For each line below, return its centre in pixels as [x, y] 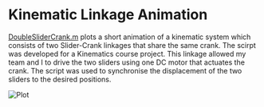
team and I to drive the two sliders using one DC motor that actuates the [127, 62]
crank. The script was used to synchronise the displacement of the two [125, 70]
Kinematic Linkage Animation [108, 15]
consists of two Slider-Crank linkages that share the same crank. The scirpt [132, 45]
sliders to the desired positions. [60, 79]
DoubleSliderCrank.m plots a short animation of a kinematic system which [130, 37]
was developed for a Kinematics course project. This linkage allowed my [127, 53]
